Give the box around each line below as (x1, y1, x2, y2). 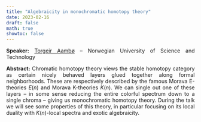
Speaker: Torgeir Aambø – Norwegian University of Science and (6, 47, 195, 54)
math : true (6, 25, 33, 32)
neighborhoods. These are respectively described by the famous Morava (6, 78, 188, 85)
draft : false (6, 20, 39, 26)
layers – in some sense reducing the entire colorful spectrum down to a (6, 90, 195, 98)
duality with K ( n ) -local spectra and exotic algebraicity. (6, 110, 139, 117)
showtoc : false (6, 31, 44, 37)
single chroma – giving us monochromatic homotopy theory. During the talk (6, 96, 195, 104)
